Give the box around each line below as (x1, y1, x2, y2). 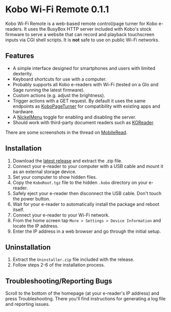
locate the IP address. (12, 223, 59, 229)
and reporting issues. (5, 301, 50, 307)
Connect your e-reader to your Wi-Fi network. (12, 212, 110, 218)
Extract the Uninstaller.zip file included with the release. (12, 256, 135, 262)
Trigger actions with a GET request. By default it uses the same (12, 98, 146, 104)
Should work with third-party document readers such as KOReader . (12, 119, 155, 126)
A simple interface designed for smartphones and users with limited (12, 65, 156, 71)
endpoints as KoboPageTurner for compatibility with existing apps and (12, 103, 161, 109)
